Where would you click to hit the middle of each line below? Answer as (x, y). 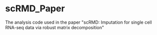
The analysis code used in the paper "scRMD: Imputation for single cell (78, 22)
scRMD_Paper (35, 9)
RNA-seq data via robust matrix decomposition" (55, 27)
